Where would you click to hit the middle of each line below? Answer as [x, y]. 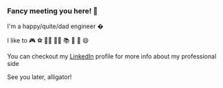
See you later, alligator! [39, 77]
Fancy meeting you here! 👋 [52, 11]
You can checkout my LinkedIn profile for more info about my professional [112, 56]
